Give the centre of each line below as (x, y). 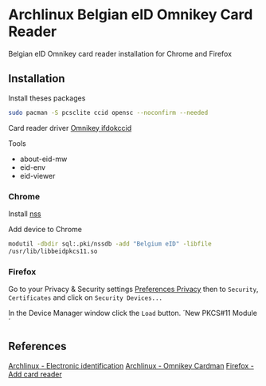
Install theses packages (47, 98)
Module (244, 313)
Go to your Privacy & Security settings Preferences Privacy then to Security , (133, 289)
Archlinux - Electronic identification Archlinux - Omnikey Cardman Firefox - (131, 365)
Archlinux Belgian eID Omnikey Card (131, 15)
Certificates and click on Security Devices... (86, 297)
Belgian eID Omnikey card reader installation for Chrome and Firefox (120, 53)
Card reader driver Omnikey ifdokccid (70, 128)
